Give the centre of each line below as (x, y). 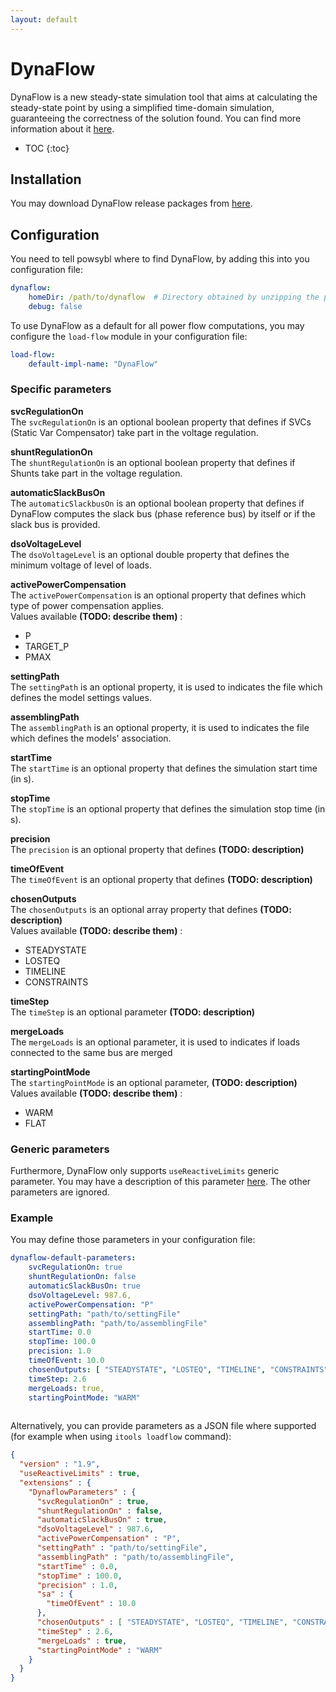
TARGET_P (47, 646)
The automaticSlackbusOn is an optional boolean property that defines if (157, 503)
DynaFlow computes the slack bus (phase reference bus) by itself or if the (163, 513)
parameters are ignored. (60, 1192)
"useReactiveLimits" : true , (80, 1474)
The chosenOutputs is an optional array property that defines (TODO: (151, 909)
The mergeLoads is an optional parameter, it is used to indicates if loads (155, 1042)
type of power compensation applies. (87, 605)
